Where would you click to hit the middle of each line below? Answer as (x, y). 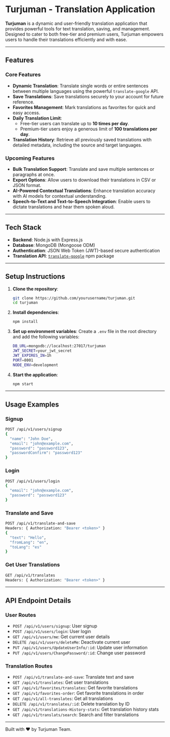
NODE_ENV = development (35, 365)
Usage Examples (32, 404)
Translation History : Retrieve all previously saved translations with (82, 139)
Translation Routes (29, 666)
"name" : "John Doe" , (31, 439)
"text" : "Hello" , (28, 538)
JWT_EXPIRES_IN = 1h (32, 355)
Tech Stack (23, 227)
